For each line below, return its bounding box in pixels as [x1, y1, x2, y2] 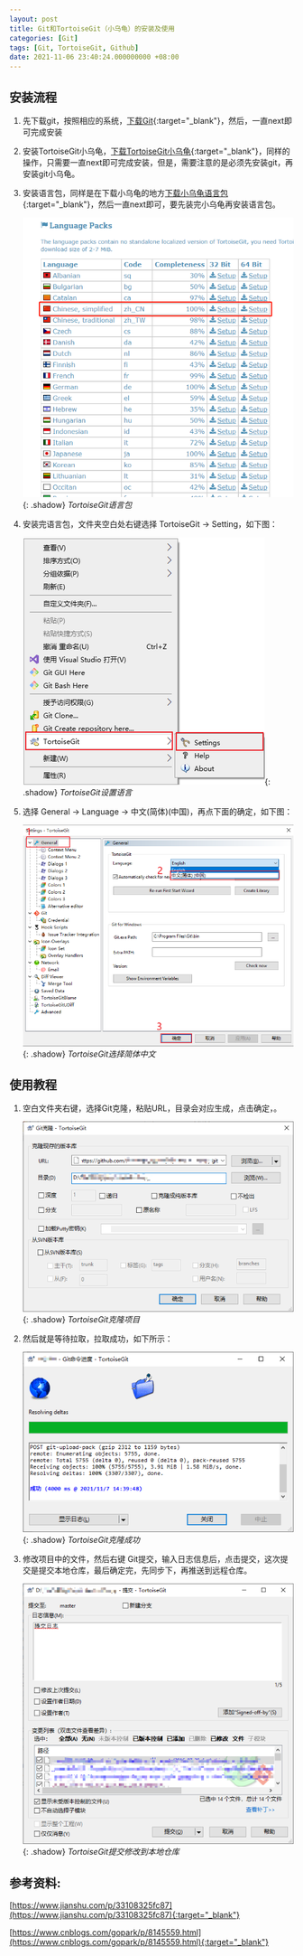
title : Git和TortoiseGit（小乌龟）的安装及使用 [9, 24, 176, 33]
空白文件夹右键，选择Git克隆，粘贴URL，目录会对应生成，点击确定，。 [22, 1103, 282, 1114]
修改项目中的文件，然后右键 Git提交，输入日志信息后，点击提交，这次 [22, 1553, 281, 1564]
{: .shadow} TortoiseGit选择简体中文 [22, 1049, 156, 1059]
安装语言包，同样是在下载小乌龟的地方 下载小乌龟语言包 [22, 187, 228, 198]
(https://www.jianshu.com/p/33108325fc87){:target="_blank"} [9, 1910, 241, 1921]
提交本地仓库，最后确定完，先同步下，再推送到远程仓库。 [38, 1565, 252, 1575]
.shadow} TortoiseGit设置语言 [22, 786, 133, 797]
